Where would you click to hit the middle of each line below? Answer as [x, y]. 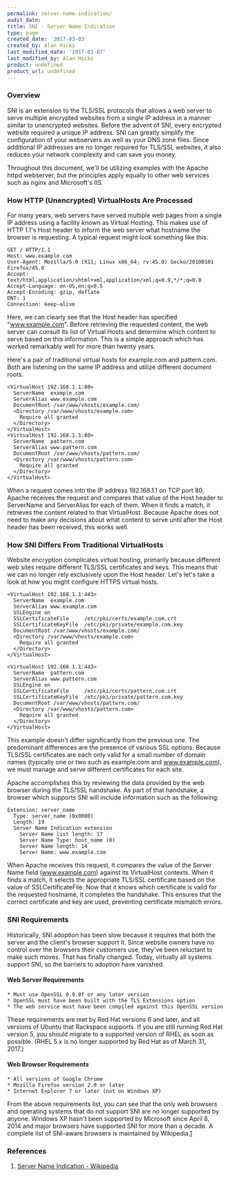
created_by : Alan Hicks [41, 46]
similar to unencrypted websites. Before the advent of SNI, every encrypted [114, 125]
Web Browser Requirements [48, 1065]
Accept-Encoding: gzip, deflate [53, 293]
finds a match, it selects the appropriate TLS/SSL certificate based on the [111, 880]
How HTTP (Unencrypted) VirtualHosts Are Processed [100, 200]
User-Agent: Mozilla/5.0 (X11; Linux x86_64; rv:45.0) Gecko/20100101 [111, 262]
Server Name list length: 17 [61, 834]
